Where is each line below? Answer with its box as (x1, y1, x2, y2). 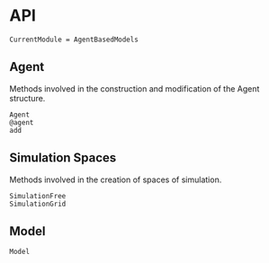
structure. (9, 92, 46, 103)
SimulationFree (9, 191, 67, 200)
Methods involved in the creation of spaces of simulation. (9, 174, 222, 185)
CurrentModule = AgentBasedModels (9, 35, 139, 44)
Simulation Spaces (9, 150, 117, 166)
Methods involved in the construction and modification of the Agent (9, 83, 260, 94)
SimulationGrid (9, 199, 67, 208)
